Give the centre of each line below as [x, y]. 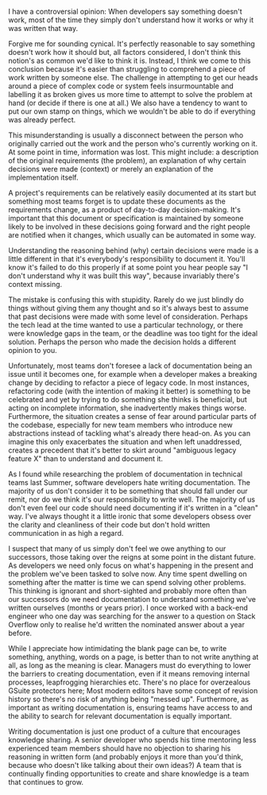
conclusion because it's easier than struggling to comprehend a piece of [127, 69]
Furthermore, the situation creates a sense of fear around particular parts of [132, 416]
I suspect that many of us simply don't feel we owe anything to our [117, 549]
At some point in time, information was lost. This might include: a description [133, 152]
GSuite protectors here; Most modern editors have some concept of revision [133, 690]
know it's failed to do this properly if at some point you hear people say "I [128, 267]
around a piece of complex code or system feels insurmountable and [121, 86]
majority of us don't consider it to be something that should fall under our [128, 491]
